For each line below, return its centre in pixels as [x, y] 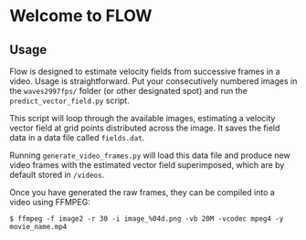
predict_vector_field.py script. [69, 100]
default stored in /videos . [57, 175]
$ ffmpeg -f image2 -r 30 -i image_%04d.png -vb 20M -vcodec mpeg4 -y [147, 219]
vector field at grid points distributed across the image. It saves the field [145, 128]
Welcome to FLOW [81, 16]
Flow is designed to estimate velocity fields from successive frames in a [145, 71]
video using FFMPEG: [50, 202]
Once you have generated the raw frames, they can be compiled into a [142, 192]
